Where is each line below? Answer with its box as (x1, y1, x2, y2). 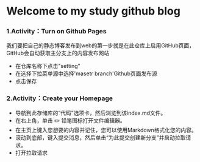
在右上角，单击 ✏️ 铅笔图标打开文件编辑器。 (15, 116, 126, 124)
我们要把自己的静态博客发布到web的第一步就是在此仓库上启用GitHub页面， (6, 42, 195, 49)
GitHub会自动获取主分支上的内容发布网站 (6, 50, 110, 57)
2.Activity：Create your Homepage (6, 94, 113, 103)
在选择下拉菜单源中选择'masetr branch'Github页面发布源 (15, 70, 157, 77)
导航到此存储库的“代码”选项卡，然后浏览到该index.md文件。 (15, 109, 166, 116)
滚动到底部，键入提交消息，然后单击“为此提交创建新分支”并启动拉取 (15, 133, 186, 141)
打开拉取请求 (15, 149, 48, 156)
